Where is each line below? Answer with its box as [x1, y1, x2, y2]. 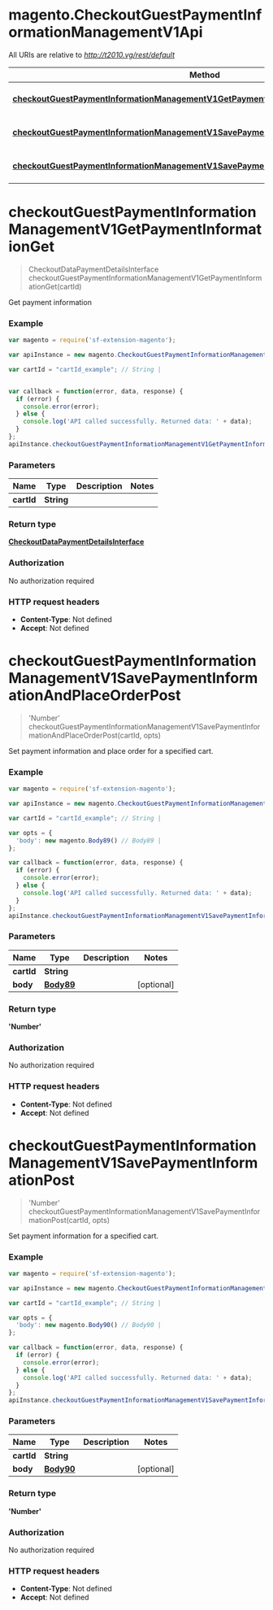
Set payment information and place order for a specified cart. [8, 746, 214, 755]
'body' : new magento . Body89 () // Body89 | [15, 836, 162, 845]
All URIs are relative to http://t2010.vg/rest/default [8, 50, 175, 59]
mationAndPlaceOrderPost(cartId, [28, 730, 142, 740]
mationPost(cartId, [28, 1215, 91, 1225]
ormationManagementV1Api [8, 23, 203, 41]
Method [189, 69, 221, 80]
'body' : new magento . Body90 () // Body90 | [15, 1321, 162, 1329]
